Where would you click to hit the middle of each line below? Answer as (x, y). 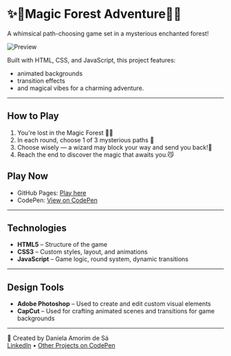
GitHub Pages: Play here (52, 192)
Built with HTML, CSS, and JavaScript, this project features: (91, 60)
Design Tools (36, 287)
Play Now (28, 176)
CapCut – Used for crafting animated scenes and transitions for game (116, 311)
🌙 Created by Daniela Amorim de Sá (58, 338)
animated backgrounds (50, 73)
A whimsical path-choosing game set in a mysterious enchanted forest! (108, 33)
